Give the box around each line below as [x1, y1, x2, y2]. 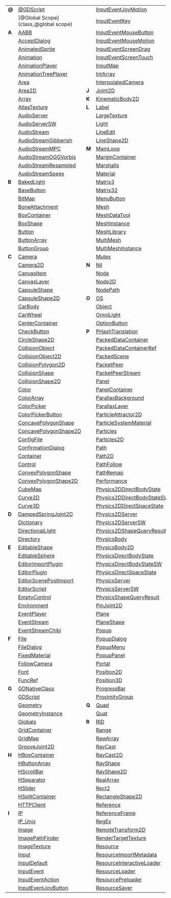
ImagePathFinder [18, 835, 60, 841]
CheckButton [18, 328, 49, 335]
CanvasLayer [18, 278, 50, 285]
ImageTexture [18, 843, 51, 850]
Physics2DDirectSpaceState [96, 502, 164, 509]
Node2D [96, 278, 116, 285]
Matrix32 [96, 187, 118, 194]
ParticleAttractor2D [96, 411, 142, 418]
